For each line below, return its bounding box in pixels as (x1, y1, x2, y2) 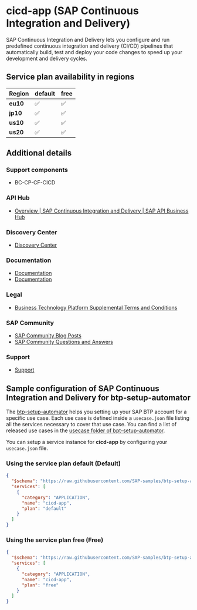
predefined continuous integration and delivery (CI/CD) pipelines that (6, 42, 174, 49)
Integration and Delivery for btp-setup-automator (6, 393, 191, 403)
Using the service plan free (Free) (6, 536, 104, 544)
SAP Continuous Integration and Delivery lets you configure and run (6, 36, 170, 43)
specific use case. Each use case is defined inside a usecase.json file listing (6, 415, 189, 422)
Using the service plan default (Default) (6, 459, 121, 468)
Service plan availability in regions (6, 72, 135, 82)
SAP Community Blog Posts (14, 331, 82, 339)
